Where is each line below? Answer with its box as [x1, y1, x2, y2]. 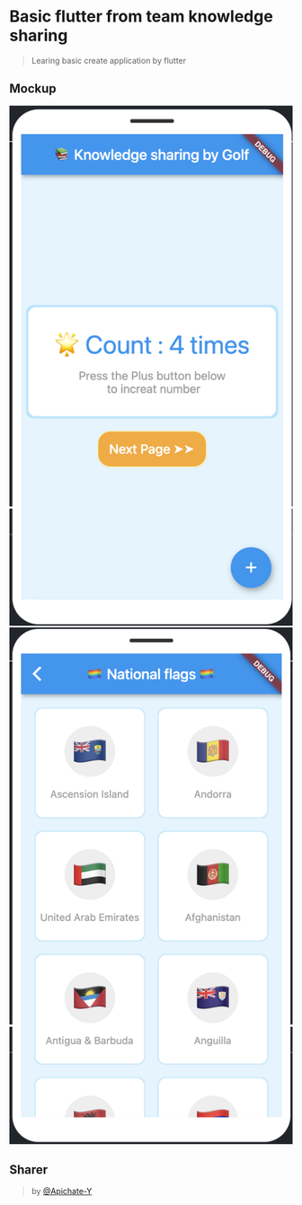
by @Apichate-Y [31, 1186, 93, 1197]
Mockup [9, 81, 57, 96]
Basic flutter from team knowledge [9, 6, 274, 27]
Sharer [9, 1162, 49, 1177]
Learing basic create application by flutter [31, 55, 187, 66]
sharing [9, 25, 68, 46]
